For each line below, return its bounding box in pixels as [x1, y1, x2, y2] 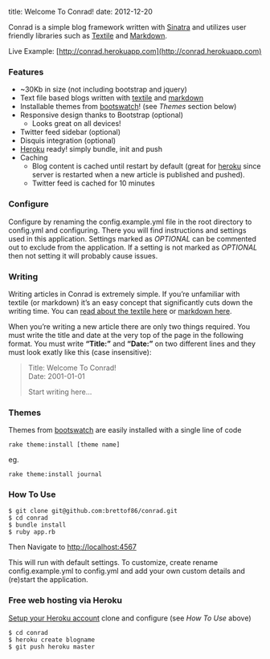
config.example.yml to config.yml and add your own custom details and [8, 566, 245, 576]
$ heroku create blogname [8, 636, 95, 644]
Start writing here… [27, 387, 92, 397]
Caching [19, 153, 48, 163]
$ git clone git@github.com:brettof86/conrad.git [8, 507, 178, 515]
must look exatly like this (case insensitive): [8, 347, 152, 356]
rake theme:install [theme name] [8, 441, 121, 449]
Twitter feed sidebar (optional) [19, 128, 121, 137]
